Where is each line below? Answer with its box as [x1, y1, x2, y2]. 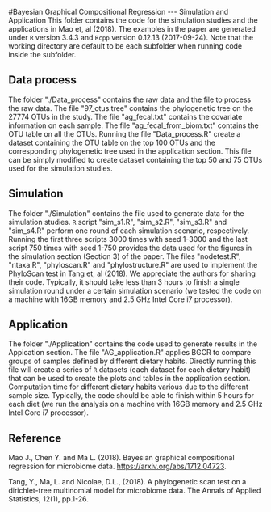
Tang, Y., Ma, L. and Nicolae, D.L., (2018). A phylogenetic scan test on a [8, 477, 247, 487]
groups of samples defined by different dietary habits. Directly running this [8, 356, 256, 366]
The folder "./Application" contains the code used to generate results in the [8, 339, 258, 349]
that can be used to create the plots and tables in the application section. [8, 374, 251, 383]
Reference [8, 431, 62, 445]
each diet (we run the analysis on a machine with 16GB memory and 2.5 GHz [8, 400, 263, 409]
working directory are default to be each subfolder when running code [8, 41, 243, 51]
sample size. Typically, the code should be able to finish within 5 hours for [8, 391, 255, 400]
